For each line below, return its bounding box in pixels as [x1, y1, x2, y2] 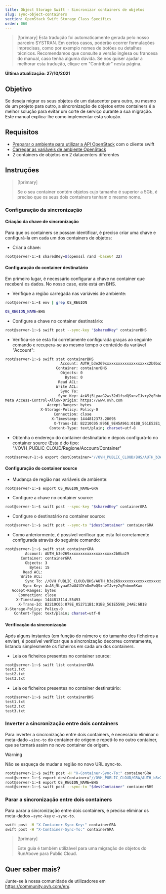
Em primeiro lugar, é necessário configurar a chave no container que [5, 276, 145, 282]
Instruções [5, 166, 40, 175]
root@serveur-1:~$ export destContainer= [5, 455, 92, 460]
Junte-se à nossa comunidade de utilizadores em [5, 878, 106, 884]
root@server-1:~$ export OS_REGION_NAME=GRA [5, 486, 98, 491]
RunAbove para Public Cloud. [17, 850, 78, 856]
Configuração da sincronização [5, 206, 83, 213]
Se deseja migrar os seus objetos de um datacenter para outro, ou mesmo [5, 98, 157, 104]
